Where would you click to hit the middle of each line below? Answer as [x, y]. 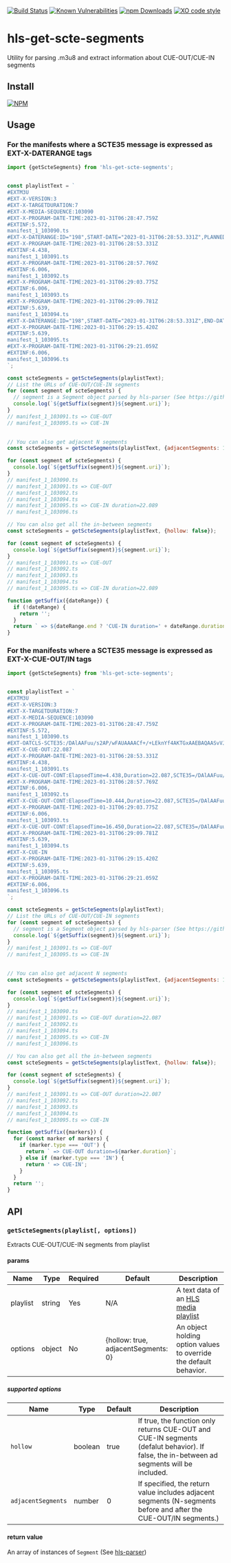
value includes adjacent [176, 1493]
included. [153, 1473]
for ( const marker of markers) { [61, 1139]
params [18, 1260]
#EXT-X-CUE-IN [27, 852]
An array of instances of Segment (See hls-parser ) [77, 1552]
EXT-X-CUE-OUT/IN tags [49, 659]
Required [84, 1279]
